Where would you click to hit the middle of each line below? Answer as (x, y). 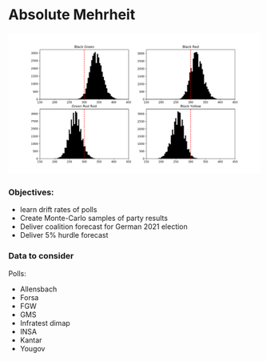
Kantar (31, 340)
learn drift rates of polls (58, 210)
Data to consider (41, 256)
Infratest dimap (45, 323)
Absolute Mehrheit (72, 15)
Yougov (32, 348)
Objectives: (31, 192)
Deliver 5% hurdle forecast (64, 235)
